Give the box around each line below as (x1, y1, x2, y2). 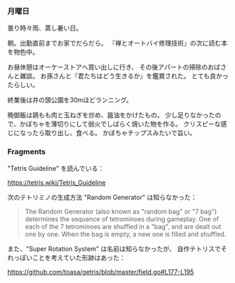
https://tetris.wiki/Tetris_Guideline (7, 178, 106, 186)
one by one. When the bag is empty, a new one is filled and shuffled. (24, 230, 226, 238)
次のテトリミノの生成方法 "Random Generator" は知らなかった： (7, 193, 197, 201)
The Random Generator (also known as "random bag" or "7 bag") (24, 207, 217, 215)
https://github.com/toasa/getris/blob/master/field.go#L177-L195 (7, 267, 194, 276)
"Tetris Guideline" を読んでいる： (7, 164, 105, 172)
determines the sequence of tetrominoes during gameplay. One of (24, 215, 219, 223)
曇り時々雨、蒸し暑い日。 (7, 23, 83, 33)
